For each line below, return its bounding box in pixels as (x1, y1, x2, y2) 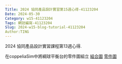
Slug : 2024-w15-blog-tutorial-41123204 (5, 25, 86, 30)
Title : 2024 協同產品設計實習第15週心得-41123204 (5, 7, 98, 12)
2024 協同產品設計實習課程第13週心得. (5, 43, 82, 49)
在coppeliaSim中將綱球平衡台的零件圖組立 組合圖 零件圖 (5, 53, 117, 59)
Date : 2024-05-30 (5, 12, 40, 16)
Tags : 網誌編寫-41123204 (5, 20, 52, 26)
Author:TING (5, 29, 29, 34)
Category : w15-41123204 (5, 16, 53, 21)
